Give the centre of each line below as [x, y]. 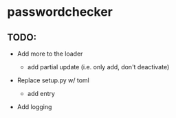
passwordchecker [60, 12]
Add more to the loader [50, 54]
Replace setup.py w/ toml [53, 80]
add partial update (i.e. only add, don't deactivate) [98, 67]
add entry [41, 94]
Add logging [34, 107]
